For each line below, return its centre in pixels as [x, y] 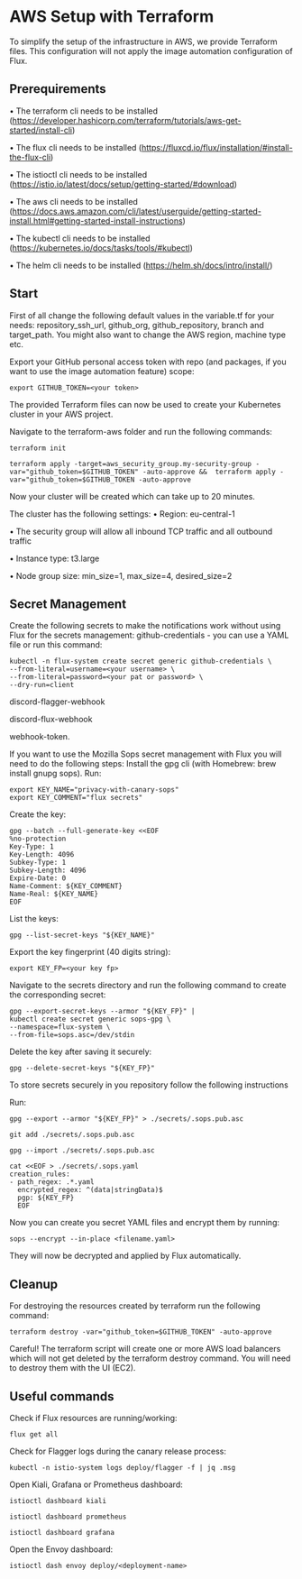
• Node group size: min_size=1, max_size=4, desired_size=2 [121, 575]
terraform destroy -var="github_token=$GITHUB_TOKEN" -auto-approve [141, 1332]
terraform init [38, 448]
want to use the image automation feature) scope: [102, 371]
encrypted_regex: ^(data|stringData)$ [91, 1190]
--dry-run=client [42, 685]
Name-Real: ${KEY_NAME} [54, 895]
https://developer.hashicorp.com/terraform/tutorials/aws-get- [127, 120]
